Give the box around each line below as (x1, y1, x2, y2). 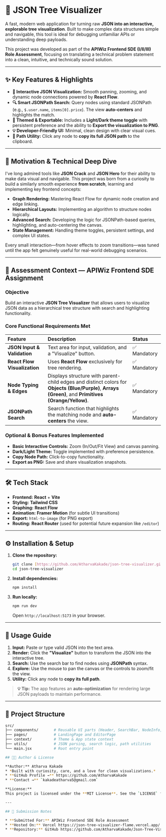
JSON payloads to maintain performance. (17, 691, 102, 697)
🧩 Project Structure (5, 710, 65, 718)
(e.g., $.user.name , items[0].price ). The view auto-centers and (12, 106, 142, 113)
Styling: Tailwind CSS (12, 499, 58, 505)
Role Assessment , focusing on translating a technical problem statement (5, 51, 154, 57)
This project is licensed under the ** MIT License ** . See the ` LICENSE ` (5, 791, 158, 797)
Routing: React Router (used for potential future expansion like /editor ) (12, 520, 160, 526)
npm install (12, 585, 37, 590)
